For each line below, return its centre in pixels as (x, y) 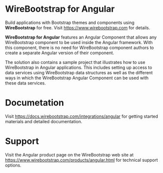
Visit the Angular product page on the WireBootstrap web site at (69, 154)
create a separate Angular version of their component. (60, 53)
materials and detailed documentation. (44, 121)
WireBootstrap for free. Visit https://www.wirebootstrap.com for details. (78, 27)
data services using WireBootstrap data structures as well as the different (79, 72)
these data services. (26, 83)
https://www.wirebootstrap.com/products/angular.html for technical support (81, 160)
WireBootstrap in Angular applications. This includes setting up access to (79, 67)
